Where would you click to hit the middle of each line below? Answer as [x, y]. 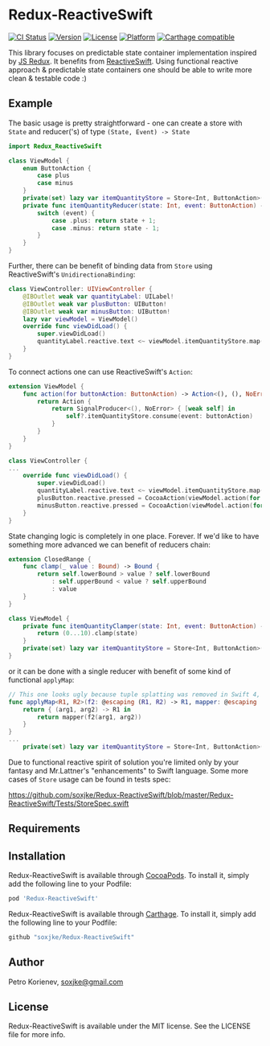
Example [31, 103]
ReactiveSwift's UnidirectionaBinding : [72, 274]
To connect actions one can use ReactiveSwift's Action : [100, 371]
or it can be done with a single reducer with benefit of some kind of [120, 671]
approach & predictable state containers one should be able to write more [130, 69]
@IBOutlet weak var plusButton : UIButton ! [95, 304]
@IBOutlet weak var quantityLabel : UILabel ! [98, 296]
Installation [37, 856]
